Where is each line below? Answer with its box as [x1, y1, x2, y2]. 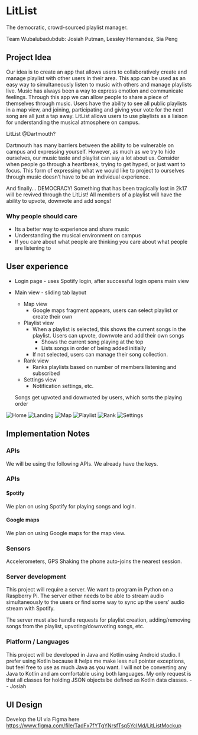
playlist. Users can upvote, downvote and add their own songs [32, 332, 184, 339]
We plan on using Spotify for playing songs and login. [6, 502, 137, 510]
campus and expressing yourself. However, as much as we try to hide [6, 148, 176, 155]
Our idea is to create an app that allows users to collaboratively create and [6, 68, 187, 75]
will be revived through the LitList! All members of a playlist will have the [6, 191, 182, 198]
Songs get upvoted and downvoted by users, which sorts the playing [14, 393, 182, 401]
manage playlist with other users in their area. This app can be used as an [6, 74, 186, 81]
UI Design [6, 700, 43, 710]
